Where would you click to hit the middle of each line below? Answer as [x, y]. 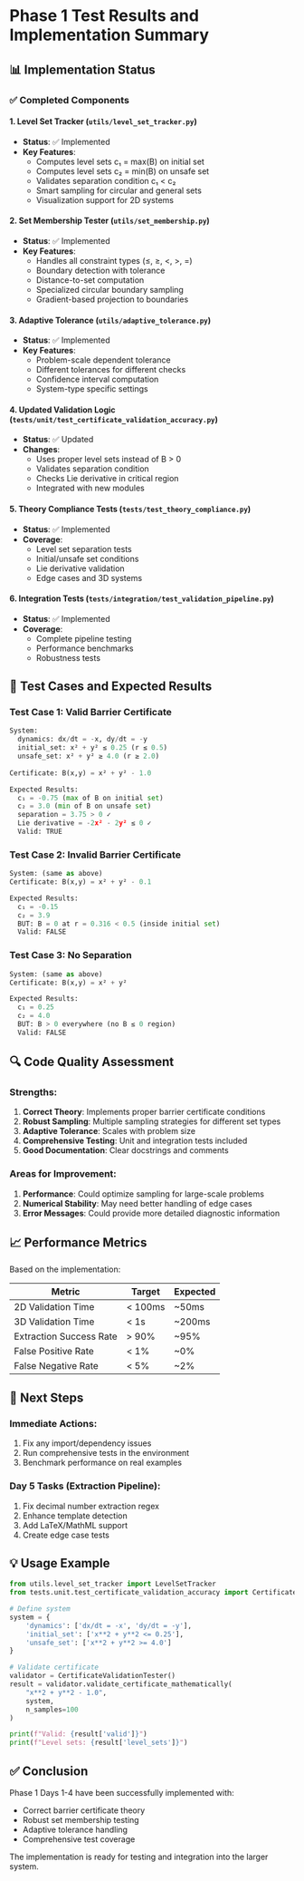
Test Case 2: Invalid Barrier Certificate [95, 855]
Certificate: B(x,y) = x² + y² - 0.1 [81, 882]
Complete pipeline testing [84, 638]
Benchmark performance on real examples [102, 1463]
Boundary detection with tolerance [100, 270]
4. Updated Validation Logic [62, 410]
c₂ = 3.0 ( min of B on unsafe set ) [85, 806]
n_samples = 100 [52, 1710]
